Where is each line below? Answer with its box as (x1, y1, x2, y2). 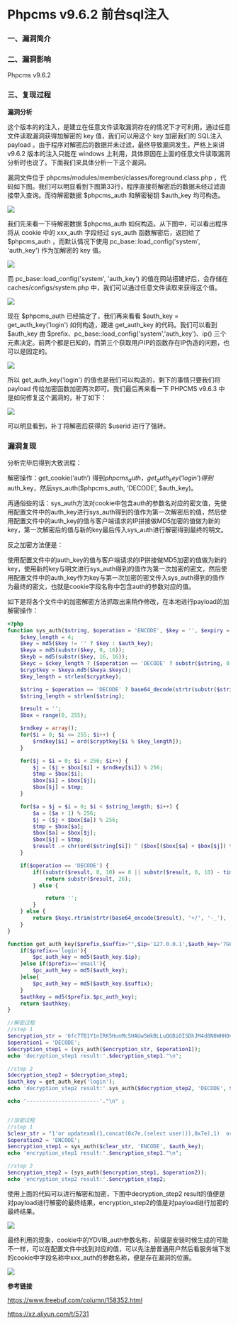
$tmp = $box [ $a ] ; (33, 823, 84, 830)
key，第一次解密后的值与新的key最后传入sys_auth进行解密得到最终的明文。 (7, 525, 228, 534)
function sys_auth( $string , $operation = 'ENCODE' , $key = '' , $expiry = (7, 627, 230, 634)
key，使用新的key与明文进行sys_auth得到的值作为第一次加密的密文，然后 (7, 564, 222, 573)
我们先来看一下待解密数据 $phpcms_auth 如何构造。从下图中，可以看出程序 (7, 219, 228, 228)
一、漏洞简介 (7, 33, 52, 43)
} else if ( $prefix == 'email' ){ (20, 960, 106, 967)
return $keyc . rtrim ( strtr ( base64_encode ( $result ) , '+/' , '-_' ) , (33, 915, 227, 922)
